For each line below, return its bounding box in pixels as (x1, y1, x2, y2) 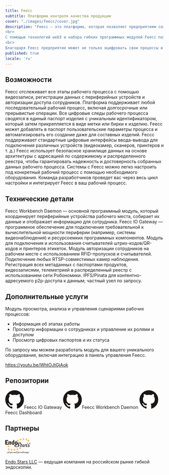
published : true (5, 50, 39, 56)
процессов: (5, 311, 30, 317)
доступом (12, 331, 34, 338)
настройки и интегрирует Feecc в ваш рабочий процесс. (5, 180, 127, 186)
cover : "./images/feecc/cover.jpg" (5, 19, 80, 24)
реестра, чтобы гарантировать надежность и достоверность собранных (5, 159, 162, 165)
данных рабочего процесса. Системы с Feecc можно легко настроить (5, 164, 157, 170)
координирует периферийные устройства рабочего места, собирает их (5, 214, 160, 220)
